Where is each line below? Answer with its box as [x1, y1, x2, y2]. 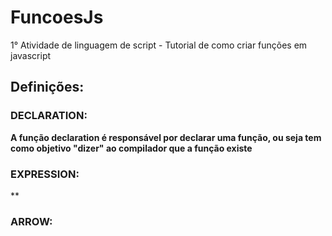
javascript [10, 49, 52, 61]
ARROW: [10, 214, 53, 228]
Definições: [10, 79, 85, 96]
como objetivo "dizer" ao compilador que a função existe [10, 142, 253, 154]
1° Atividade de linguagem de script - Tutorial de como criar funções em [10, 39, 308, 51]
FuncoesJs [10, 6, 104, 29]
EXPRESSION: [10, 167, 80, 181]
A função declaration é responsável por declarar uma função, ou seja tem [10, 131, 322, 143]
